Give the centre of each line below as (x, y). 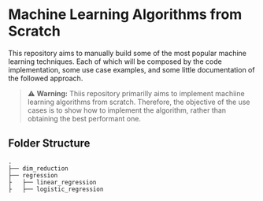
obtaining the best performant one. (84, 118)
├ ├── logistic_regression (56, 189)
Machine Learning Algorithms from (125, 15)
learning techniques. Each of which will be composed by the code (115, 61)
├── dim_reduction (38, 168)
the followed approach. (46, 78)
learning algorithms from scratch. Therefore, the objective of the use (139, 102)
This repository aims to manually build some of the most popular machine (127, 53)
